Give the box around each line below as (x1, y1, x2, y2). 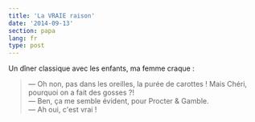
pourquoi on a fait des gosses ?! (27, 87, 135, 97)
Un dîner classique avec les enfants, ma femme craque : (8, 63, 195, 73)
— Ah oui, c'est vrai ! (27, 105, 97, 115)
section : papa (8, 26, 56, 35)
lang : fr (8, 34, 38, 43)
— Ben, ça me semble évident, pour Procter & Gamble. (27, 96, 209, 106)
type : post (8, 42, 45, 50)
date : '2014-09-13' (8, 19, 74, 27)
